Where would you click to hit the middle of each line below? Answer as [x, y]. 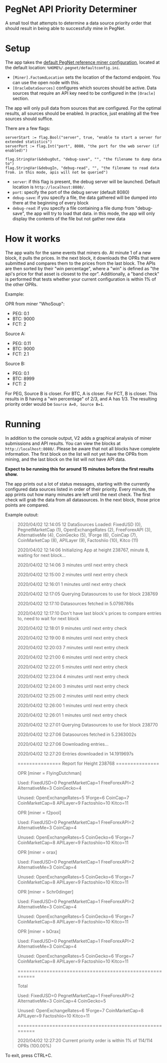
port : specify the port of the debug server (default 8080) [71, 192]
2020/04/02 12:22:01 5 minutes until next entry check [73, 667]
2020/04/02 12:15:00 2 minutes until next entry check [73, 574]
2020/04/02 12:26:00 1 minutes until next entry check [73, 705]
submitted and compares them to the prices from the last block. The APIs [80, 263]
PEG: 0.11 [22, 343]
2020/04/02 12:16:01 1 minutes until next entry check [72, 584]
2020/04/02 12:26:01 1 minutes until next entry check [72, 715]
